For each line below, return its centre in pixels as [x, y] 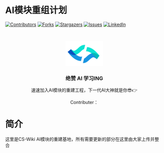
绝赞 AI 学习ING [84, 78]
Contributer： [84, 102]
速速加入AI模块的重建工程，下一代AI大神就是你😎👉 [84, 90]
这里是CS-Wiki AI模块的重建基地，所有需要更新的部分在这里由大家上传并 [80, 139]
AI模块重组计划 [36, 10]
